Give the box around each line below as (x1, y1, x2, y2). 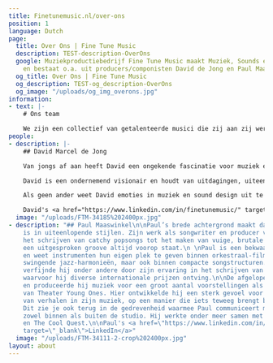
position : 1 (8, 19, 49, 28)
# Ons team (23, 110, 60, 119)
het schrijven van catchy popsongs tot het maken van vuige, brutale (23, 236, 264, 244)
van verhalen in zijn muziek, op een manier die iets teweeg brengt (23, 296, 260, 305)
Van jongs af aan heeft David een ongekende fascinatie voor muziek (23, 162, 260, 171)
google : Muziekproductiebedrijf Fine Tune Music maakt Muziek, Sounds (15, 58, 260, 66)
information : (8, 95, 53, 103)
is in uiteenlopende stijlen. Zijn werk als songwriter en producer (23, 228, 260, 236)
